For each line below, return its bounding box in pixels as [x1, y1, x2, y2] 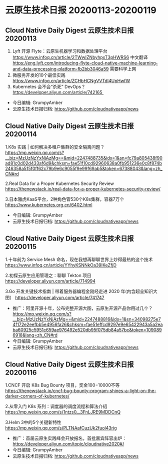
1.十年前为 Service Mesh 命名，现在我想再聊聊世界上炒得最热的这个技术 [5, 256, 153, 262]
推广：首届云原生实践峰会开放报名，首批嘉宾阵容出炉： [12, 435, 126, 441]
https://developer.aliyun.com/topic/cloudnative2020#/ [12, 441, 124, 447]
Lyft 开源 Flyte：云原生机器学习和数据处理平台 [12, 48, 107, 54]
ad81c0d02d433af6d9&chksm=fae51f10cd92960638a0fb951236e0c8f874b [5, 160, 162, 166]
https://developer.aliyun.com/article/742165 [12, 89, 102, 95]
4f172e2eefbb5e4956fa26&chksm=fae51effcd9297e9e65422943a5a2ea [12, 321, 163, 327]
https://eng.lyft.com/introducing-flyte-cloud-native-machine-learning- [12, 60, 158, 65]
